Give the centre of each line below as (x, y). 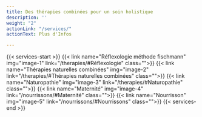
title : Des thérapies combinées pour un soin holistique (80, 12)
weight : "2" (21, 23)
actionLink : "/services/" (39, 29)
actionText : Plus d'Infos (39, 34)
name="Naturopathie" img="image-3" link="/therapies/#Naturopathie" (95, 83)
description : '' (27, 17)
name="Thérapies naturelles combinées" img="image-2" (78, 69)
